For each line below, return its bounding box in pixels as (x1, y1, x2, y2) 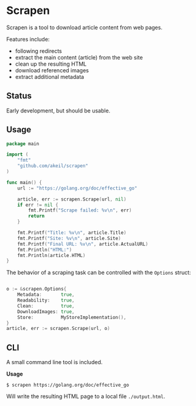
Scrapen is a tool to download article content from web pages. (6, 24, 163, 31)
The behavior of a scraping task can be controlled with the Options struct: (6, 269, 191, 277)
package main (6, 140, 40, 146)
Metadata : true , (17, 292, 75, 298)
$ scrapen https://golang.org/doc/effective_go (6, 382, 130, 388)
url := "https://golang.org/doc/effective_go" (17, 185, 138, 191)
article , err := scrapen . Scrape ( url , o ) (6, 326, 111, 332)
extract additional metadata (15, 73, 84, 80)
